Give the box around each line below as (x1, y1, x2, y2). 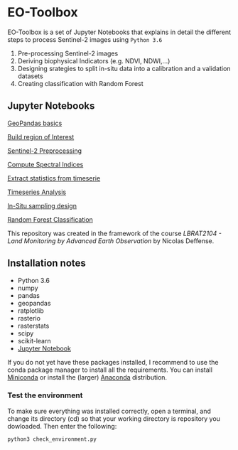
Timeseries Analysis (7, 188, 66, 196)
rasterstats (17, 321, 50, 330)
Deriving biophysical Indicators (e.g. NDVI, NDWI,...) (17, 56, 171, 65)
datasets (17, 72, 44, 80)
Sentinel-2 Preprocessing (7, 146, 82, 155)
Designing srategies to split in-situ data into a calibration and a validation (17, 64, 231, 73)
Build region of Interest (7, 132, 75, 141)
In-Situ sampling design (7, 201, 77, 210)
